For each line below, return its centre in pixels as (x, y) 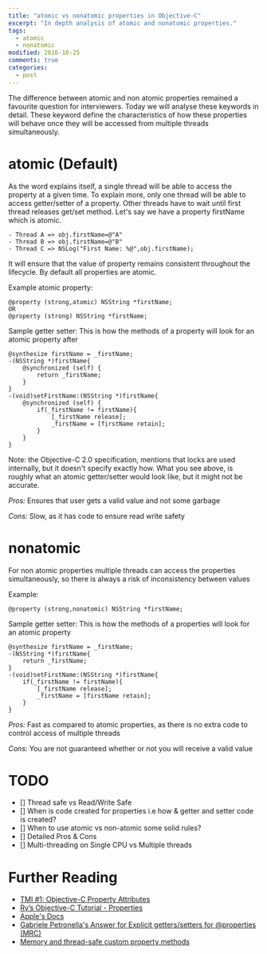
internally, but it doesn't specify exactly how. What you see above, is (121, 468)
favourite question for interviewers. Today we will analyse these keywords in (133, 106)
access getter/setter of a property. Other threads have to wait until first (125, 203)
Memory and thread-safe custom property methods (104, 942)
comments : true (33, 61)
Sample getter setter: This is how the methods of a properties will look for (129, 623)
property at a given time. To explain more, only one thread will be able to (127, 194)
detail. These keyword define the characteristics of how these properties (128, 115)
